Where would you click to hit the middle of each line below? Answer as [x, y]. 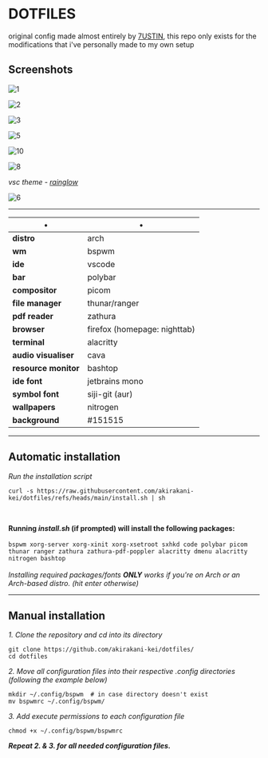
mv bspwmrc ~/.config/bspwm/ [57, 702]
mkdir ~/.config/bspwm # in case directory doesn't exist [108, 695]
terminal [29, 342]
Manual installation [57, 615]
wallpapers [34, 407]
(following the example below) [58, 680]
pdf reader [33, 316]
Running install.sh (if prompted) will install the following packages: [122, 528]
